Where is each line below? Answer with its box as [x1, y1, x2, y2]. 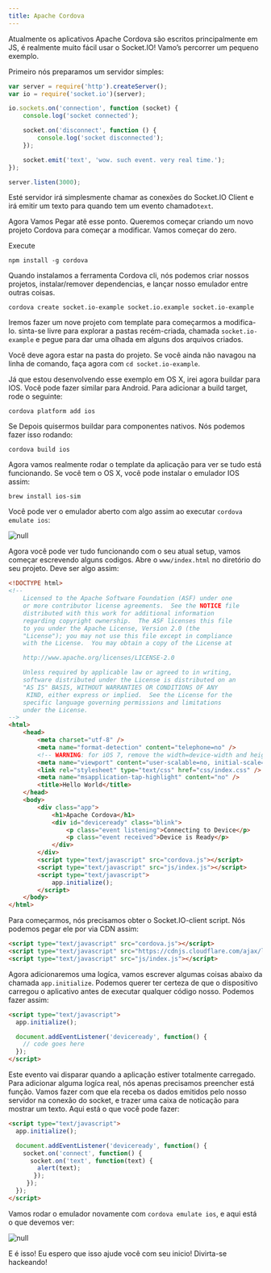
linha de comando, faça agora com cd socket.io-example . [8, 359, 201, 369]
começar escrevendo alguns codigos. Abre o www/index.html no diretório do [8, 555, 261, 565]
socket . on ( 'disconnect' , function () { [23, 127, 157, 135]
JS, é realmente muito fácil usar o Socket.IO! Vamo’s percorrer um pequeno [8, 42, 260, 52]
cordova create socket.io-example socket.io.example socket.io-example [8, 303, 254, 311]
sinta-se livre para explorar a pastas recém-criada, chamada [18, 326, 220, 336]
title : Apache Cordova [8, 11, 85, 20]
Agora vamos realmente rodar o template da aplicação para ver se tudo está [8, 460, 262, 470]
